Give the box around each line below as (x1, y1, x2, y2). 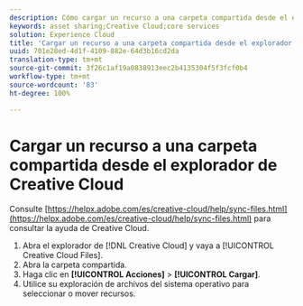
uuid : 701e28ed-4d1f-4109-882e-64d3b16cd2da (9, 47, 179, 56)
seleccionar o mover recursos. (22, 288, 136, 299)
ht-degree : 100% (9, 88, 70, 97)
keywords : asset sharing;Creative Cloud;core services (9, 22, 220, 31)
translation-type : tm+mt (9, 55, 103, 64)
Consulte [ (9, 204, 48, 215)
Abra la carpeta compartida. (22, 259, 128, 271)
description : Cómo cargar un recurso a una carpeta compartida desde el (9, 13, 289, 23)
